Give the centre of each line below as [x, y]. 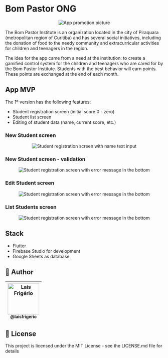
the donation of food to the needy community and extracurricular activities [82, 43]
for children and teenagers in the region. [47, 48]
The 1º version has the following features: [48, 102]
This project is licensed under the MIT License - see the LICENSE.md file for [84, 346]
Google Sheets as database [41, 256]
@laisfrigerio [23, 317]
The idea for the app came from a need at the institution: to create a [75, 58]
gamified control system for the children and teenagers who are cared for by [84, 63]
